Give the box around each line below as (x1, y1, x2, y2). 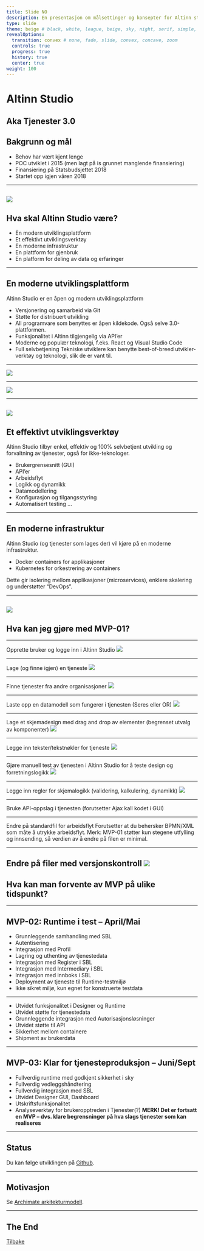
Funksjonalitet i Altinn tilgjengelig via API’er (15, 332, 123, 340)
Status (6, 1142, 32, 1153)
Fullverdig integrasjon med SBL (15, 1086, 93, 1094)
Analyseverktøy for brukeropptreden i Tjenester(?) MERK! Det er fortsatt (15, 1106, 197, 1113)
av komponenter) (6, 726, 50, 733)
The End (6, 1222, 38, 1232)
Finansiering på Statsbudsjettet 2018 (15, 166, 107, 173)
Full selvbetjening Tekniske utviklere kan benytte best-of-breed (15, 345, 174, 352)
